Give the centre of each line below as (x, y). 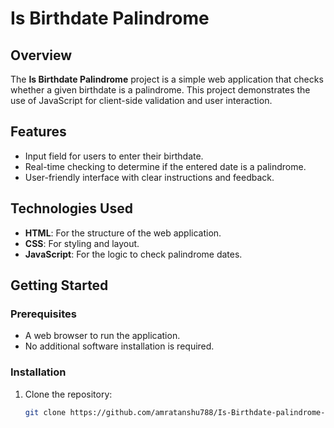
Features (38, 132)
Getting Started (59, 285)
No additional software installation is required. (119, 346)
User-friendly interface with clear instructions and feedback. (149, 177)
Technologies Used (71, 208)
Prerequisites (43, 314)
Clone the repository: (68, 394)
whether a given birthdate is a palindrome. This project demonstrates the (160, 90)
